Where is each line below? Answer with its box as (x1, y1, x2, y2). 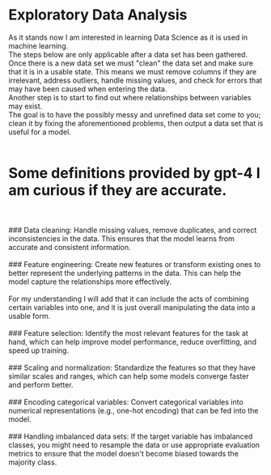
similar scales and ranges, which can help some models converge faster (8, 371, 249, 381)
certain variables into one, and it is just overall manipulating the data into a (8, 302, 256, 312)
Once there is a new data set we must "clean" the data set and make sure (8, 58, 253, 68)
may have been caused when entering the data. (8, 83, 167, 94)
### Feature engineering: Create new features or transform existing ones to (8, 259, 261, 269)
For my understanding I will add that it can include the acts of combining (8, 294, 249, 303)
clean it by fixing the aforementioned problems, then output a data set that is (8, 118, 264, 128)
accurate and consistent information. (8, 242, 131, 252)
